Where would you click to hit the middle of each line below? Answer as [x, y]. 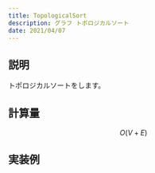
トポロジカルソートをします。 [57, 85]
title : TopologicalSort [48, 16]
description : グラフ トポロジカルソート [69, 23]
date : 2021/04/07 [37, 30]
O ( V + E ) [134, 133]
